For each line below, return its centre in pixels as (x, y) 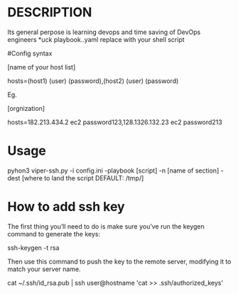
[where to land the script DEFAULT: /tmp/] (83, 178)
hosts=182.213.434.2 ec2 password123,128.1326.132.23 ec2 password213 (115, 122)
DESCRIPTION (50, 12)
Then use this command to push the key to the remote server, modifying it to (119, 261)
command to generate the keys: (54, 234)
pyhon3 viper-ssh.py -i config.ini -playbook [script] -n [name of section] (113, 170)
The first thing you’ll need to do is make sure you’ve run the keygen (106, 226)
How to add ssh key (66, 207)
